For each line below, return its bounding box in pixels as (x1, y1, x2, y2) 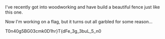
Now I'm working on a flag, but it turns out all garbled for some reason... (5, 19, 153, 24)
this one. (5, 9, 23, 15)
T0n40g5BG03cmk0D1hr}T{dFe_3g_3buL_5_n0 (5, 28, 102, 34)
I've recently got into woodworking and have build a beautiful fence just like (5, 4, 160, 10)
